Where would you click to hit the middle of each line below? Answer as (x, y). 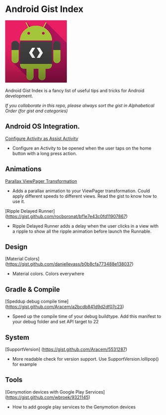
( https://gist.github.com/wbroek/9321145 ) (48, 397)
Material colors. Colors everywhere (48, 274)
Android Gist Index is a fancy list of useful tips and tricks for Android (75, 90)
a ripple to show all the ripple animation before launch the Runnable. (82, 231)
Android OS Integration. (43, 126)
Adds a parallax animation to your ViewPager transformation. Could (81, 191)
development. (19, 96)
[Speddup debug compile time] (37, 301)
